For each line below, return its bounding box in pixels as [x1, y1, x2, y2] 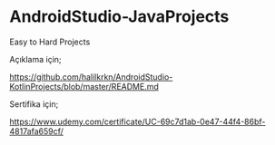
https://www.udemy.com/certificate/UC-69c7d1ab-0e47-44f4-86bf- [9, 116, 266, 127]
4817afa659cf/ [9, 125, 64, 137]
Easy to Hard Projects [9, 36, 91, 47]
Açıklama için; [9, 53, 62, 64]
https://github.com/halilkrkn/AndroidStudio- [9, 71, 173, 82]
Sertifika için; [9, 98, 59, 110]
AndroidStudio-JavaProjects [9, 6, 230, 27]
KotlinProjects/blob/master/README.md [9, 81, 159, 92]
